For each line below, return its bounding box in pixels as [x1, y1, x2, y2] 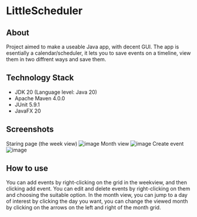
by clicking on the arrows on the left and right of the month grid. [6, 204, 161, 211]
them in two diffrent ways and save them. [6, 56, 106, 63]
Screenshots [6, 124, 54, 134]
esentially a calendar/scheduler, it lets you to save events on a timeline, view [6, 50, 191, 57]
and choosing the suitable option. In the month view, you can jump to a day [6, 192, 188, 199]
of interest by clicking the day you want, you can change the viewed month [6, 198, 188, 205]
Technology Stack [6, 73, 74, 83]
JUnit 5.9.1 [14, 101, 40, 108]
